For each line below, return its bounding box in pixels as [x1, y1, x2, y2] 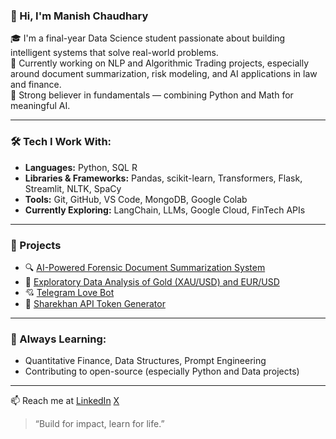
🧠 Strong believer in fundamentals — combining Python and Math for [10, 89, 294, 101]
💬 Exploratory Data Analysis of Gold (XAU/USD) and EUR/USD [24, 275, 280, 288]
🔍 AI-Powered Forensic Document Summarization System [24, 261, 266, 273]
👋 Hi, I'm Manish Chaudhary [10, 9, 149, 23]
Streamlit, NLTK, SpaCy [24, 182, 122, 194]
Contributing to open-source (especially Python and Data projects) [24, 365, 300, 378]
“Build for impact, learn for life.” [34, 418, 165, 430]
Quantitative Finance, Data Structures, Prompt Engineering [24, 355, 267, 367]
